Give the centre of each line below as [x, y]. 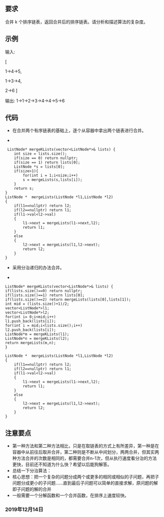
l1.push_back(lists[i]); [31, 321]
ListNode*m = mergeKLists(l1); [37, 334]
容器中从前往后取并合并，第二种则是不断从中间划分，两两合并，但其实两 [85, 452]
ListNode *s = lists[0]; [39, 167]
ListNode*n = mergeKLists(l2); [37, 339]
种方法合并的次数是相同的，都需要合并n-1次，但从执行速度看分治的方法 [84, 458]
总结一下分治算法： [32, 471]
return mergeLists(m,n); [31, 343]
